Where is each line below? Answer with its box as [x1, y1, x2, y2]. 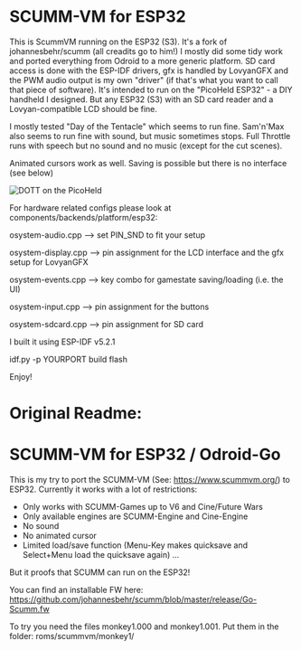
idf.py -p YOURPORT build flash [9, 353, 128, 364]
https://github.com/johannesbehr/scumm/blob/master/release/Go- [9, 594, 258, 605]
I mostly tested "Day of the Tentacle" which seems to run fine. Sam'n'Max [9, 120, 285, 132]
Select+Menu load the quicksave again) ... [22, 550, 180, 561]
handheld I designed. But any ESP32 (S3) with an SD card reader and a [9, 93, 274, 105]
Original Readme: [9, 403, 143, 424]
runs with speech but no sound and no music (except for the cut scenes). [9, 140, 283, 151]
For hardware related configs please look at [9, 202, 172, 213]
